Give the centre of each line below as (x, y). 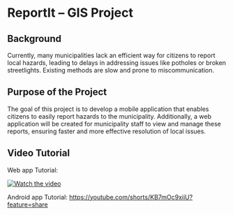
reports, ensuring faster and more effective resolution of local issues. (106, 131)
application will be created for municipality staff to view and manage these (114, 124)
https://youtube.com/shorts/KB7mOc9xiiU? (131, 197)
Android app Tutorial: (37, 197)
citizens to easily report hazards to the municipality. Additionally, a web (109, 116)
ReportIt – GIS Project (70, 13)
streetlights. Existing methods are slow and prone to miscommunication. (111, 70)
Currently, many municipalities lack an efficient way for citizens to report (111, 55)
